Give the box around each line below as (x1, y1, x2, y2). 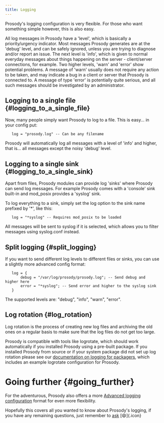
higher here (5, 279, 29, 284)
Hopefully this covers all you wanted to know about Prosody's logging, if (5, 407, 152, 413)
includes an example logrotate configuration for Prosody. (5, 359, 120, 365)
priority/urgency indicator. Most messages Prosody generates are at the (5, 40, 150, 47)
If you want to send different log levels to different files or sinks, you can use (5, 256, 160, 262)
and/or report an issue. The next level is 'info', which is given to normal (5, 51, 148, 57)
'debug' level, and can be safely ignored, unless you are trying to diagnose (5, 46, 156, 51)
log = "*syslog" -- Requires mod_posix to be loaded (11, 215, 121, 220)
